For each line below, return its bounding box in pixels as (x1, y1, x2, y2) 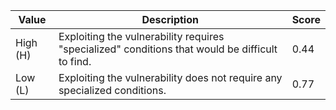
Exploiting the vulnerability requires (58, 30, 225, 43)
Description (141, 13, 199, 26)
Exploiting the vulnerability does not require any (58, 71, 283, 84)
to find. (58, 55, 92, 68)
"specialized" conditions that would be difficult (58, 42, 278, 56)
